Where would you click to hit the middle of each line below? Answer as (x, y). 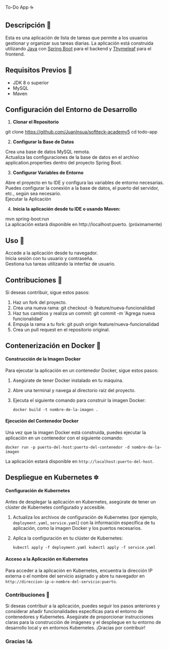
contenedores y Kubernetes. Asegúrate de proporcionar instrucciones (80, 617)
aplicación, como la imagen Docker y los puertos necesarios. (77, 528)
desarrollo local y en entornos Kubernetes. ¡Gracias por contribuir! (75, 627)
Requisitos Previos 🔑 (39, 70)
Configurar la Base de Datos (43, 142)
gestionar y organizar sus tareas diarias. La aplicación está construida (79, 43)
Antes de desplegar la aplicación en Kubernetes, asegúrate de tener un (81, 502)
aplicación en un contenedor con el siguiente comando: (64, 438)
